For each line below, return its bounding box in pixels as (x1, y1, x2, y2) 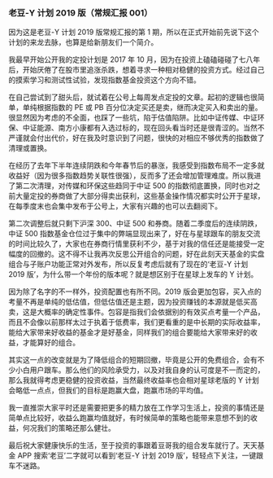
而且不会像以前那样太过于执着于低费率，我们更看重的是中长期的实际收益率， (8, 318, 265, 327)
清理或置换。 (8, 143, 51, 153)
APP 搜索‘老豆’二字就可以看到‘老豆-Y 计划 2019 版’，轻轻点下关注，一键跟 (17, 450, 264, 461)
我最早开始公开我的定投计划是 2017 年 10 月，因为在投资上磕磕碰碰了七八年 (8, 55, 261, 64)
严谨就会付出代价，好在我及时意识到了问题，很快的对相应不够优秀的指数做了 (8, 133, 265, 143)
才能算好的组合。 (22, 338, 80, 348)
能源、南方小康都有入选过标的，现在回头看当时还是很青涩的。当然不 (36, 123, 265, 133)
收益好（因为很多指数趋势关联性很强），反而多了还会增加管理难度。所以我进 (8, 171, 262, 181)
